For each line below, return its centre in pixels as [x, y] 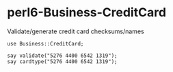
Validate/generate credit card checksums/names [76, 31]
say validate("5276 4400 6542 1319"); [62, 56]
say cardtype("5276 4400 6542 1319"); [62, 61]
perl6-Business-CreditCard [86, 13]
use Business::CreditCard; [45, 43]
